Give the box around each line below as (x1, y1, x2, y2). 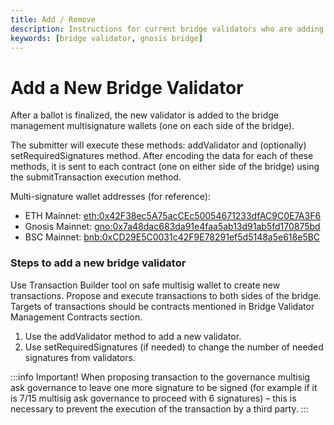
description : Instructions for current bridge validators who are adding (10, 24, 325, 34)
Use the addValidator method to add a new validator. (24, 330, 242, 342)
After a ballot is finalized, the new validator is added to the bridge (10, 109, 279, 121)
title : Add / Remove (10, 14, 97, 25)
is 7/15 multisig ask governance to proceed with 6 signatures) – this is (10, 392, 297, 404)
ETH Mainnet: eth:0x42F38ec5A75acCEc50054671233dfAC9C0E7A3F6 (24, 210, 322, 222)
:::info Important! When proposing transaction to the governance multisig (10, 371, 311, 383)
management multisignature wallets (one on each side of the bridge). (10, 120, 295, 132)
